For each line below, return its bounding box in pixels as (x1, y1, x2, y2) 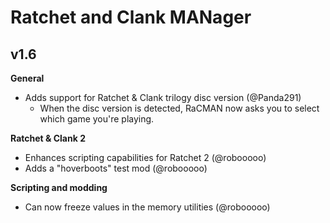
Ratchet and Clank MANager (10, 6, 252, 29)
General (10, 72, 45, 84)
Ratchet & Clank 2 (10, 132, 86, 144)
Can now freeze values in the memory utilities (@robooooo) (24, 201, 271, 213)
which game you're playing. (39, 113, 155, 125)
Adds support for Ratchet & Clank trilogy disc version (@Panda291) (24, 92, 302, 103)
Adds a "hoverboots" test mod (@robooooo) (24, 162, 208, 174)
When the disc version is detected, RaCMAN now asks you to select (39, 102, 320, 114)
